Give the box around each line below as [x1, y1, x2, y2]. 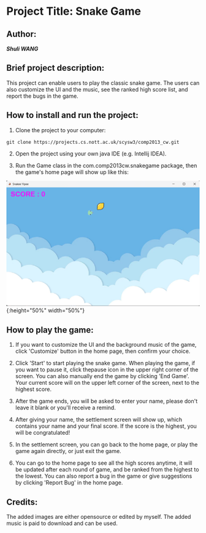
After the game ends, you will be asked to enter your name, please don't [15, 398, 198, 405]
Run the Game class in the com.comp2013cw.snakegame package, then [15, 162, 197, 169]
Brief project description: [6, 63, 105, 73]
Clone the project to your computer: [15, 126, 106, 133]
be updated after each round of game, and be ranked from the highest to [15, 466, 199, 473]
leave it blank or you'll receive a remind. [15, 404, 116, 411]
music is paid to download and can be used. [6, 519, 118, 527]
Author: [6, 29, 37, 39]
